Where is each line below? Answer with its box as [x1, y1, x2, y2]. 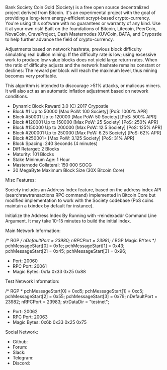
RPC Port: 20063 [12, 314, 48, 320]
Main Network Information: [5, 228, 61, 234]
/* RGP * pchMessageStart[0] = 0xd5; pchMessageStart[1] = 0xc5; [5, 288, 144, 294]
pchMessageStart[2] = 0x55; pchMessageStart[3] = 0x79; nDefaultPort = [5, 293, 157, 299]
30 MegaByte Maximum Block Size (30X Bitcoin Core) [12, 167, 125, 173]
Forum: [12, 344, 28, 350]
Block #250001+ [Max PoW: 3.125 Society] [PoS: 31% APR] [12, 135, 135, 141]
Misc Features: [5, 177, 36, 183]
